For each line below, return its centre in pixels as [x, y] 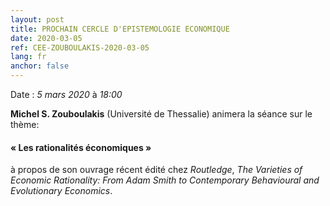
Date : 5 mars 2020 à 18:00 [66, 94]
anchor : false [40, 66]
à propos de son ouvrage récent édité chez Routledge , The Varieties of [156, 170]
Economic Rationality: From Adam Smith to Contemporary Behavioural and [165, 180]
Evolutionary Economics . [61, 191]
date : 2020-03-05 [46, 38]
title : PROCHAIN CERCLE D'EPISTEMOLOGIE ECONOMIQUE [120, 29]
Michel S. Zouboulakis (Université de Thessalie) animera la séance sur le [161, 114]
